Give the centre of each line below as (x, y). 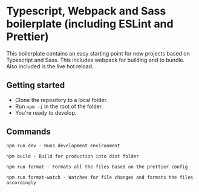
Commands (29, 132)
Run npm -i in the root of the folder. (59, 106)
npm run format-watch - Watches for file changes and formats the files (100, 177)
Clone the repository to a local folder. (61, 100)
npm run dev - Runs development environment (63, 146)
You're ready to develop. (46, 112)
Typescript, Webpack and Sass (86, 11)
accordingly (21, 182)
